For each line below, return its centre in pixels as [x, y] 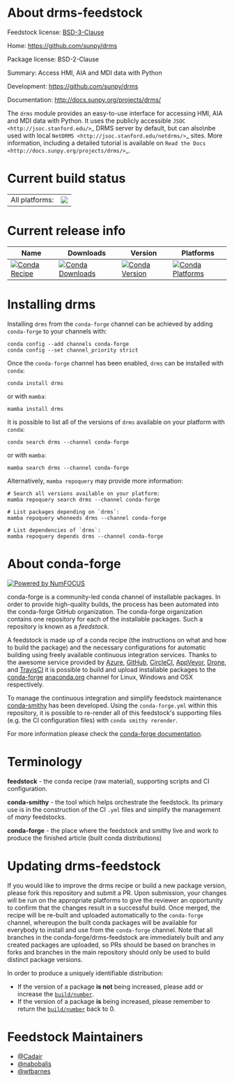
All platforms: [32, 200]
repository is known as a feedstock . [58, 626]
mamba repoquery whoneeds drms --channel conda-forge [87, 518]
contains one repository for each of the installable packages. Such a [105, 619]
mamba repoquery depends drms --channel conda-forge [85, 536]
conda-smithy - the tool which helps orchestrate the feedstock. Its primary [115, 802]
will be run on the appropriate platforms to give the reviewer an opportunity [115, 900]
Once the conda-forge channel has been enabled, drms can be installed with [116, 363]
